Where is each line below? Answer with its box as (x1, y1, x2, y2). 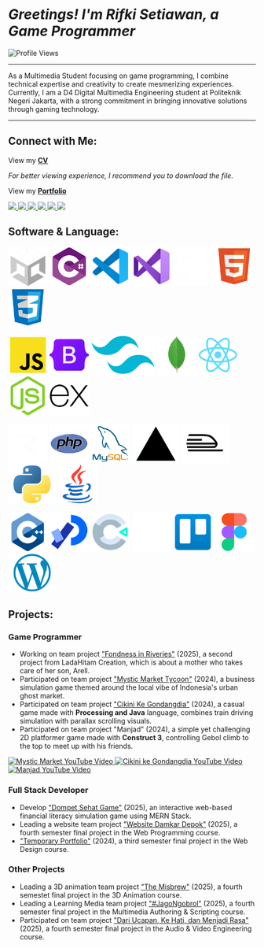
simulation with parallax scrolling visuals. (19, 717, 152, 726)
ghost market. (19, 691, 65, 701)
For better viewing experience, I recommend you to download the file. (8, 171, 234, 180)
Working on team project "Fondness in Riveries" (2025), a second (19, 650, 233, 659)
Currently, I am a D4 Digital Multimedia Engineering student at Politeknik (8, 87, 242, 97)
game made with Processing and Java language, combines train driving (19, 708, 254, 717)
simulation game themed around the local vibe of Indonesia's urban (19, 683, 238, 692)
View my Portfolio (8, 186, 67, 195)
